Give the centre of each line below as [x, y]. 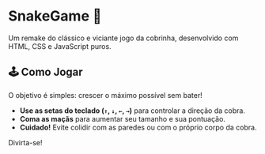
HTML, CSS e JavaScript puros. [60, 46]
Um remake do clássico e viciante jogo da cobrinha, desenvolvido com [123, 38]
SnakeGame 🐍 [55, 16]
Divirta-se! [25, 142]
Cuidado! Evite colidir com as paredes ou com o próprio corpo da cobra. [138, 127]
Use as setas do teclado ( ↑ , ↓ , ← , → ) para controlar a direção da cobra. [132, 111]
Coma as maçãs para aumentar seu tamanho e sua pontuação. [122, 118]
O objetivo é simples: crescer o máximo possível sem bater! [106, 95]
